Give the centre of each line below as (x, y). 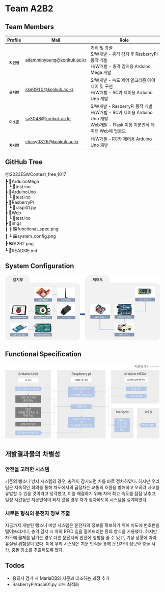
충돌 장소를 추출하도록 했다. (38, 550)
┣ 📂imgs (14, 223)
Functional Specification (43, 354)
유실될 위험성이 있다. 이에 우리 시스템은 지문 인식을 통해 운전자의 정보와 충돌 (78, 543)
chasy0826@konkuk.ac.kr (52, 142)
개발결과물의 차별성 (33, 454)
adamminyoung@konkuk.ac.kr (56, 60)
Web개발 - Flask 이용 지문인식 (120, 125)
